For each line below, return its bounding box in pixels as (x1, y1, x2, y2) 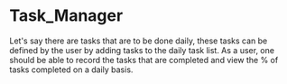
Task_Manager (9, 5, 124, 26)
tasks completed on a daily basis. (9, 64, 134, 75)
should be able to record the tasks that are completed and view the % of (9, 54, 279, 65)
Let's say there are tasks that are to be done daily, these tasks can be (9, 35, 268, 46)
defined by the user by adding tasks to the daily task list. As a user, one (9, 44, 275, 55)
